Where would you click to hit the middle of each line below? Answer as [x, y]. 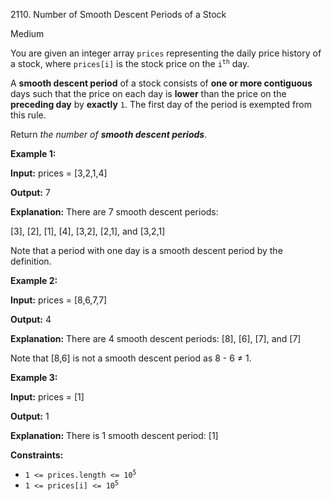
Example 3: [34, 377]
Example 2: [34, 280]
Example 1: [33, 153]
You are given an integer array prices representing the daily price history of [166, 53]
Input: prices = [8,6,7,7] [59, 300]
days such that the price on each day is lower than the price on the [148, 93]
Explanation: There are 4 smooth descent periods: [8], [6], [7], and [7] [156, 338]
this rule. [28, 115]
